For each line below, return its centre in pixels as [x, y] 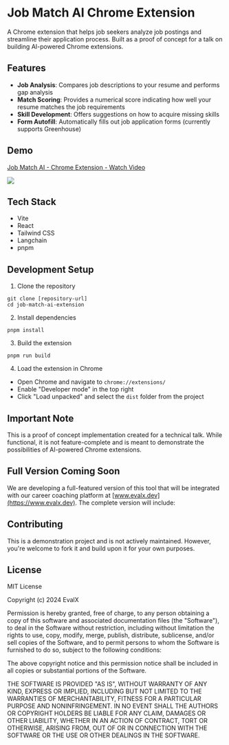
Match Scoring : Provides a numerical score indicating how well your [114, 99]
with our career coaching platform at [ [61, 495]
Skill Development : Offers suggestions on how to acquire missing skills [118, 114]
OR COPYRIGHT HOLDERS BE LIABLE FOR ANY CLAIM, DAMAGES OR [107, 713]
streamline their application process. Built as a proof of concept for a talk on [115, 39]
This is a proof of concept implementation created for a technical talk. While [115, 435]
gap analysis [35, 92]
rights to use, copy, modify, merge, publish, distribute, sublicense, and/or [111, 635]
